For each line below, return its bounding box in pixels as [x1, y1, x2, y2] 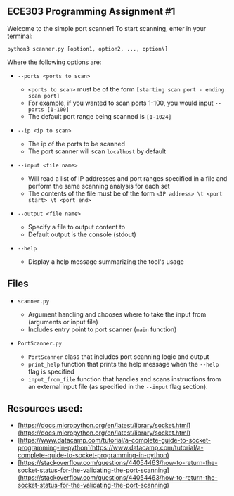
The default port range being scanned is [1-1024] [27, 112, 172, 120]
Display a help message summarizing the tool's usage [27, 257, 184, 266]
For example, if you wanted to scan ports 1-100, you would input [27, 98, 214, 107]
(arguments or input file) [27, 317, 98, 326]
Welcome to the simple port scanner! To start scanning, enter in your [7, 24, 207, 32]
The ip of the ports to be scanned [27, 139, 125, 148]
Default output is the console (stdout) [27, 230, 137, 239]
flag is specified [27, 367, 75, 376]
